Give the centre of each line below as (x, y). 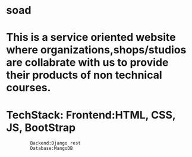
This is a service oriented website (91, 38)
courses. (29, 88)
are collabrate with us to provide (87, 63)
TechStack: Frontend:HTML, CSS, (91, 115)
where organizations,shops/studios (96, 50)
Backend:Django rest (56, 143)
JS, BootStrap (41, 127)
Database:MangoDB (51, 149)
